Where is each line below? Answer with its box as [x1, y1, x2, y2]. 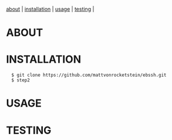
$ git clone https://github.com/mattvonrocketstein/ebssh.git [11, 72, 167, 78]
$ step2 [11, 77, 31, 83]
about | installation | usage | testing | [6, 6, 95, 12]
